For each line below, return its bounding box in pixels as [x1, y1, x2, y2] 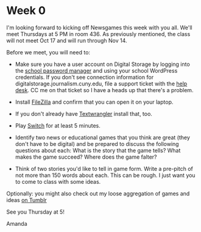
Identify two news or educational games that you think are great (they [15, 134, 191, 141]
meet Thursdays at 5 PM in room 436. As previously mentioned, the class [6, 30, 191, 37]
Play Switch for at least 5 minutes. [15, 121, 100, 129]
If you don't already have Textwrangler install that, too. [15, 110, 152, 117]
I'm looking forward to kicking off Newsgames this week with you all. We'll [6, 24, 193, 31]
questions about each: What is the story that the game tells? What [15, 147, 181, 154]
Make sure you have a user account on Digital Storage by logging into [15, 60, 190, 68]
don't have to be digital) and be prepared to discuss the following [15, 140, 179, 147]
